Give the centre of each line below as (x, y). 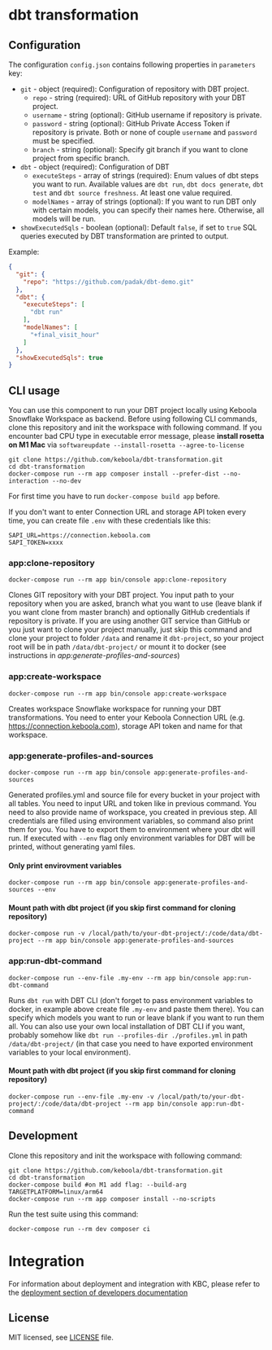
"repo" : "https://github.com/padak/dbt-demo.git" (109, 282)
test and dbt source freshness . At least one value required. (132, 193)
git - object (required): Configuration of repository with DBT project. (134, 89)
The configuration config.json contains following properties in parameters (132, 64)
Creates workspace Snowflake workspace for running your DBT (115, 708)
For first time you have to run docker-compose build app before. (114, 496)
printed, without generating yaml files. (72, 846)
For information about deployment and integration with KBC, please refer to (134, 1283)
